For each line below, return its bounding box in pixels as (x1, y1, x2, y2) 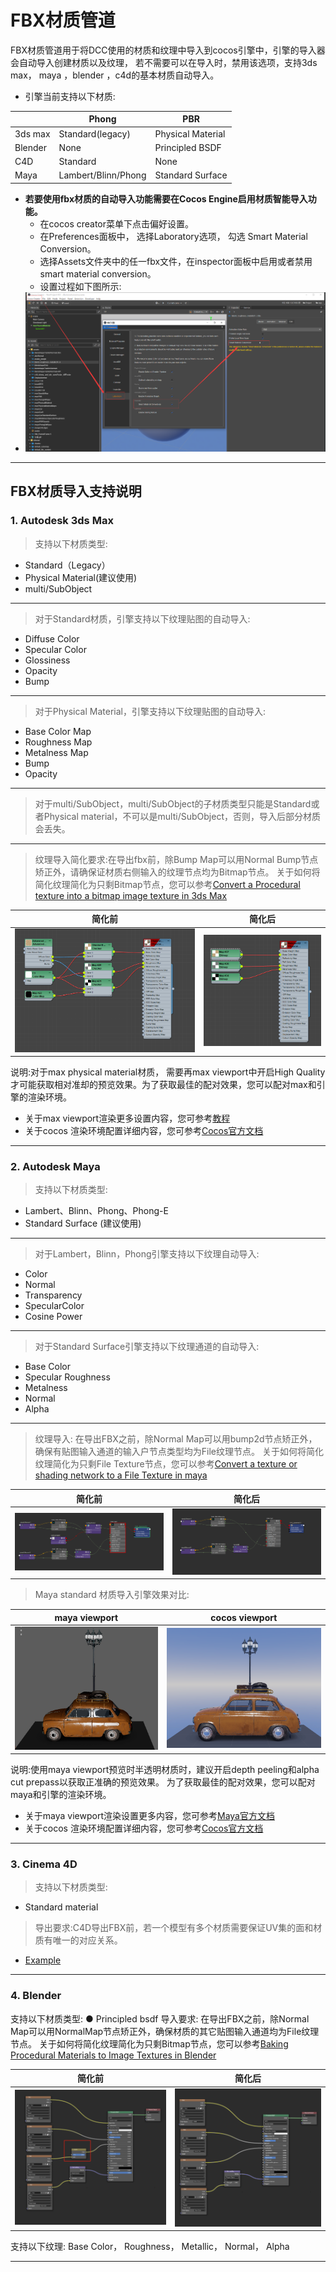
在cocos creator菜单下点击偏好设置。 (39, 217, 195, 230)
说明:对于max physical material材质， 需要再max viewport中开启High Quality (10, 1066, 326, 1078)
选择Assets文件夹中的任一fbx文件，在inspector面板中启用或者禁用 (39, 255, 313, 267)
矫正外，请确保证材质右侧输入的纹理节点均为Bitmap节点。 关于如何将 (34, 866, 321, 878)
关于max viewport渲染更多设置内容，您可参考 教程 (24, 1112, 231, 1124)
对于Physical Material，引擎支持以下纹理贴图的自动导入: (34, 705, 266, 717)
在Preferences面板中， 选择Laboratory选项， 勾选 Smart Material (39, 230, 308, 242)
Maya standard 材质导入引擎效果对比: (34, 1589, 190, 1601)
